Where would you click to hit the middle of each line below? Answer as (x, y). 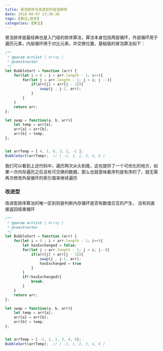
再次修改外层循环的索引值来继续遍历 (41, 178)
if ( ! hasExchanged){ (42, 277)
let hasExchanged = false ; (50, 246)
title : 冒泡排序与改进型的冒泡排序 (36, 9)
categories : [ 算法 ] (24, 23)
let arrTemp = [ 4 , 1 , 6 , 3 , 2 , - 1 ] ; (44, 151)
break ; (38, 282)
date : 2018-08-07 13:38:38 (32, 14)
